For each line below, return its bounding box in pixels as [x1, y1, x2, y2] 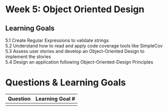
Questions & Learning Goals [5, 77, 126, 89]
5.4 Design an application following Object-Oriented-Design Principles [5, 59, 153, 65]
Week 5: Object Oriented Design [5, 4, 145, 15]
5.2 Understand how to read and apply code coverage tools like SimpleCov [5, 43, 163, 49]
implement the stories [5, 53, 51, 60]
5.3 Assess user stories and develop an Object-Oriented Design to [5, 48, 145, 54]
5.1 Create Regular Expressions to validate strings [5, 37, 109, 43]
